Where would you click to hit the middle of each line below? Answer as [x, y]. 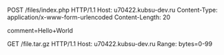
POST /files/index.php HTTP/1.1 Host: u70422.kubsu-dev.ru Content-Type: [113, 10]
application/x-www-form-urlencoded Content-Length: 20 [89, 17]
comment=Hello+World [40, 31]
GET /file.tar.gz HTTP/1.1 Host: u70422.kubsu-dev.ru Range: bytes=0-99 [110, 44]
